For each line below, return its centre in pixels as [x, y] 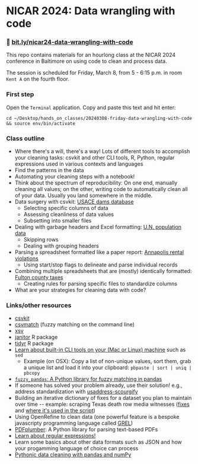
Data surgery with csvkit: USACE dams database [74, 202]
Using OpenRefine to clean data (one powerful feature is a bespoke [97, 417]
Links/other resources [39, 305]
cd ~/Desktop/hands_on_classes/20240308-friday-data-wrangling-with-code [99, 118]
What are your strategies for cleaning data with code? [80, 290]
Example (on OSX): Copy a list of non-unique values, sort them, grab [107, 361]
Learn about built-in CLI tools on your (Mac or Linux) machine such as [100, 350]
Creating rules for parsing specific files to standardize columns [100, 284]
